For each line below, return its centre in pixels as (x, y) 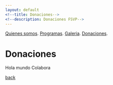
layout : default (22, 10)
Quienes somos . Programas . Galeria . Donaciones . (56, 34)
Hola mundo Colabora (28, 68)
